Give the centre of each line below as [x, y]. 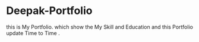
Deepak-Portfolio [49, 11]
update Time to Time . [33, 33]
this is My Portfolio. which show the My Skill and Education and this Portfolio [99, 27]
